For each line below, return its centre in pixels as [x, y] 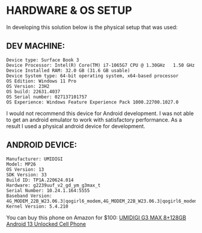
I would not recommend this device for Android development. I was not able [100, 113]
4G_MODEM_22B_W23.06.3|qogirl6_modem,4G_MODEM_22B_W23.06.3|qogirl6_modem [102, 201]
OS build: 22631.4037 [33, 92]
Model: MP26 [21, 164]
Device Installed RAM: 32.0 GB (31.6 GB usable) [68, 70]
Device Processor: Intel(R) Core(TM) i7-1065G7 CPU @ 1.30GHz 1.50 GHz [101, 65]
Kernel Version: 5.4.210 [37, 206]
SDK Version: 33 [26, 175]
